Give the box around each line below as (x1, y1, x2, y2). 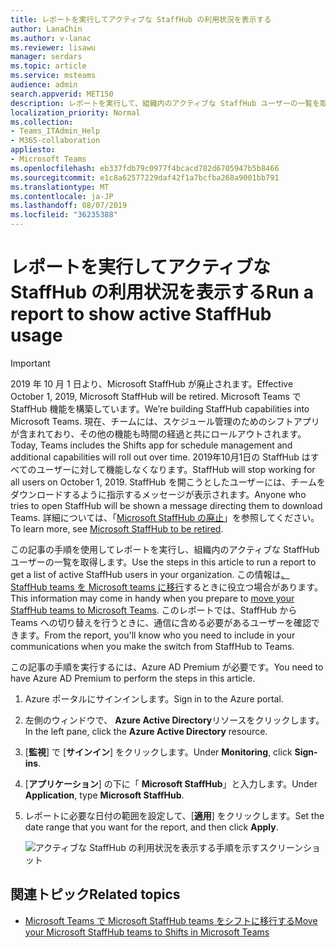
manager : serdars (10, 52, 83, 62)
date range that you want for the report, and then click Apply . (24, 821, 279, 833)
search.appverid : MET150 (10, 89, 114, 99)
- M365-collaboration (10, 136, 101, 146)
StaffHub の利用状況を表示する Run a (10, 281, 314, 304)
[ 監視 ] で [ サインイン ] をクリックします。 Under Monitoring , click (24, 746, 293, 758)
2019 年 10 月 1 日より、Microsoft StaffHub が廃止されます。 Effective (10, 377, 294, 390)
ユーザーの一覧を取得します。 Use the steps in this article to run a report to (10, 556, 317, 568)
